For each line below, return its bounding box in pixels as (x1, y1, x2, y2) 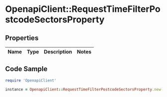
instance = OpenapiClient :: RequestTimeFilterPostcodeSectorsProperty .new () (5, 87, 166, 92)
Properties (5, 34, 39, 42)
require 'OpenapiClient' (5, 78, 57, 83)
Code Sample (5, 65, 48, 73)
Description (44, 48, 72, 55)
